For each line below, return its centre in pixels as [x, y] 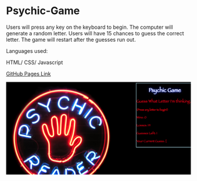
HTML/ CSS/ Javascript [35, 62]
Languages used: [27, 51]
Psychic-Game [43, 11]
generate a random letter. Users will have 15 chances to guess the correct [95, 33]
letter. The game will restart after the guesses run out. [71, 39]
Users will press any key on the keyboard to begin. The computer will [89, 27]
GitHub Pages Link [28, 73]
